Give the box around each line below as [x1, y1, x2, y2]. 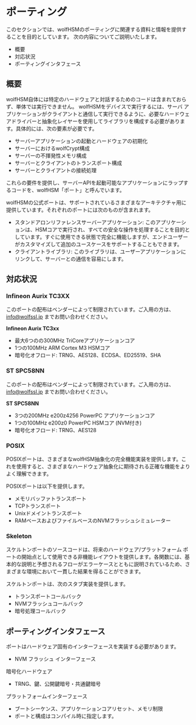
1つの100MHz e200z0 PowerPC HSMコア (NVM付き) [14, 419, 142, 426]
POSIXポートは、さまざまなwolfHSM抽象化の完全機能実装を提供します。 [6, 456, 181, 463]
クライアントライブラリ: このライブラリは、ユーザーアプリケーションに [14, 248, 187, 255]
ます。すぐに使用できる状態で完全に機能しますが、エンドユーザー [30, 233, 188, 240]
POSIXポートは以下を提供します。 [6, 483, 88, 490]
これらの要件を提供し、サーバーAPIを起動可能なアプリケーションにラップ [6, 179, 183, 186]
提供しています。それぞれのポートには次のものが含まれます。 [6, 206, 154, 213]
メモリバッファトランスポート [14, 495, 87, 502]
